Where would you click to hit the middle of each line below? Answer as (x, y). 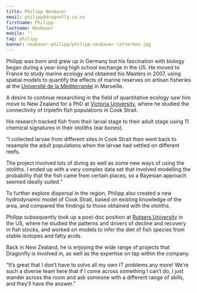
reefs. (13, 151)
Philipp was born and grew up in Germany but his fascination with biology (95, 61)
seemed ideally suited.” (34, 182)
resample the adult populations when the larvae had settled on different (93, 145)
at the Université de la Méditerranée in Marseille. (65, 86)
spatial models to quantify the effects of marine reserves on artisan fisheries (98, 79)
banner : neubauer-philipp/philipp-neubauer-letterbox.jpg (79, 45)
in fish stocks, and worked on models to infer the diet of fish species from (96, 229)
